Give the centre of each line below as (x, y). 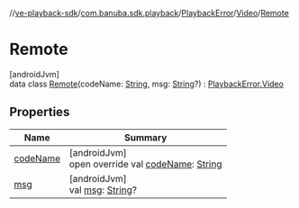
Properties (40, 112)
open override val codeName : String (145, 164)
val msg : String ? (103, 190)
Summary (146, 137)
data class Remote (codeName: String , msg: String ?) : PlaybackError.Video (146, 84)
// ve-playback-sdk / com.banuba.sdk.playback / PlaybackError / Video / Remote (149, 13)
